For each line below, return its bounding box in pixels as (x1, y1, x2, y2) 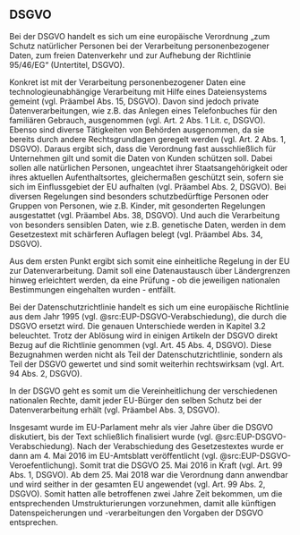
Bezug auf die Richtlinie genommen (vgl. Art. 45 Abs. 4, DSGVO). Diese (9, 339, 272, 350)
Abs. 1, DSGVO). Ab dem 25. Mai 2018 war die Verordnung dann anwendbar (9, 469, 288, 480)
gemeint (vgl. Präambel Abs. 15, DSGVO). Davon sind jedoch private (9, 96, 260, 106)
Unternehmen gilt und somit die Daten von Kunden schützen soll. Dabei (9, 152, 273, 164)
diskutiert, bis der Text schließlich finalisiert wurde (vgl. (9, 431, 213, 442)
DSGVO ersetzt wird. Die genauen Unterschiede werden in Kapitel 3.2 (9, 320, 266, 331)
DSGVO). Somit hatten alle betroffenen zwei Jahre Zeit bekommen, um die (9, 488, 283, 499)
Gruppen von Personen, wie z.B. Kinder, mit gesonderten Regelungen (9, 200, 266, 211)
